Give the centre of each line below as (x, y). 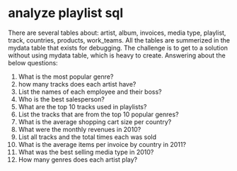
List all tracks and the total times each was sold (87, 137)
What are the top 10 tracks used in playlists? (82, 106)
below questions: (33, 62)
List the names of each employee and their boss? (90, 92)
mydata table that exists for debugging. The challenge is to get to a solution (118, 48)
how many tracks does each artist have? (77, 84)
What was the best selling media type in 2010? (86, 152)
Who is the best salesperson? (61, 99)
